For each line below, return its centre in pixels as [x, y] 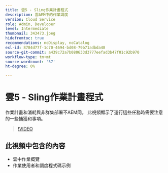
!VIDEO [25, 129]
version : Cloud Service [30, 19]
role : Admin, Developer [30, 24]
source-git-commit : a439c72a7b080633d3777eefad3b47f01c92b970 [72, 52]
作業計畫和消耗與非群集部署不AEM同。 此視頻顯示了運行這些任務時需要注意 [84, 112]
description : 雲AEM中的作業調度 [37, 15]
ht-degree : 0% [20, 66]
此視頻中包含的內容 [35, 146]
